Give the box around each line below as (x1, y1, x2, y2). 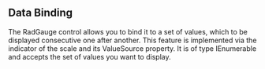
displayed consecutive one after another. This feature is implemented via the (8, 35, 257, 45)
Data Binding (8, 6, 73, 20)
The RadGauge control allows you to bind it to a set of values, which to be (8, 27, 248, 36)
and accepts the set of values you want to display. (8, 52, 171, 61)
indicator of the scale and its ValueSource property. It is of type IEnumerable (8, 43, 257, 53)
